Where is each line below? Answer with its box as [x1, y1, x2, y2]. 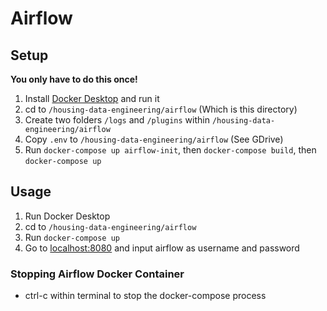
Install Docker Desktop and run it [24, 93, 160, 104]
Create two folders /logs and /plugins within [24, 114, 210, 126]
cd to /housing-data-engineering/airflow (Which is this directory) [24, 103, 298, 115]
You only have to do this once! [10, 73, 138, 85]
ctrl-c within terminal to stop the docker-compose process [24, 290, 267, 302]
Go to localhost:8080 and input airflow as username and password [24, 242, 300, 254]
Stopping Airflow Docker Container [10, 267, 185, 281]
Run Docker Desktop [24, 210, 111, 222]
